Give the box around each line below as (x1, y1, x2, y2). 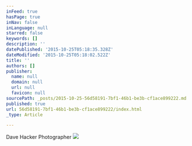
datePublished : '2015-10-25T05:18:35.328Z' (6, 47, 114, 53)
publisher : (6, 68, 33, 74)
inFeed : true (6, 8, 38, 15)
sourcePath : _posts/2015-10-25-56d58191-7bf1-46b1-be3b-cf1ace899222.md (6, 95, 187, 101)
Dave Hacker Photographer (6, 134, 72, 141)
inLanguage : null (6, 25, 48, 31)
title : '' (6, 57, 30, 63)
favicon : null (11, 90, 46, 96)
